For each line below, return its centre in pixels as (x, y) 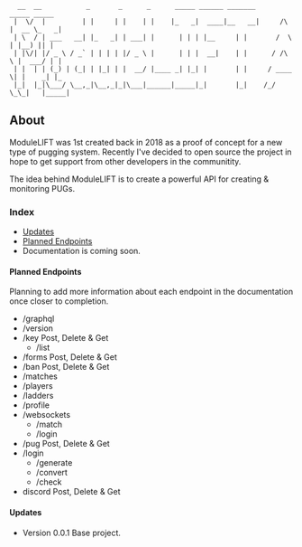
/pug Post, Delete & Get (66, 444)
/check (49, 482)
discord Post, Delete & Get (71, 492)
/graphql (38, 319)
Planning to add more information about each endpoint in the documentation (151, 292)
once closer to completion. (59, 301)
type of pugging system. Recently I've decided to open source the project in (151, 152)
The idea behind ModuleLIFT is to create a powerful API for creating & (139, 179)
